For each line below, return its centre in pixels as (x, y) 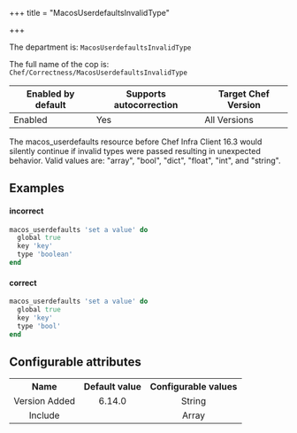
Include (44, 415)
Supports (146, 94)
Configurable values (194, 387)
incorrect (27, 211)
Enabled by (50, 94)
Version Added (44, 401)
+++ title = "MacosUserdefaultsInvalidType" (89, 13)
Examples (37, 188)
